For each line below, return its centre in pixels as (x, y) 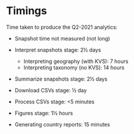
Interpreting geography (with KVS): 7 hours (76, 61)
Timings (27, 11)
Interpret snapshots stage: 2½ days (58, 50)
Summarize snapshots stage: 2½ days (61, 79)
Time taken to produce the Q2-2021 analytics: (62, 27)
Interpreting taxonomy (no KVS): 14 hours (74, 67)
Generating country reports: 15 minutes (62, 124)
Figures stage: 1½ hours (44, 113)
